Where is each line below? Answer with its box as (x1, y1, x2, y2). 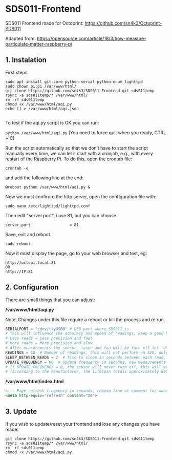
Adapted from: (5, 35, 36, 41)
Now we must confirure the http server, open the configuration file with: (5, 193, 157, 200)
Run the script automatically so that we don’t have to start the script (5, 144, 148, 151)
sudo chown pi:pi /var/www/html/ (5, 83, 77, 89)
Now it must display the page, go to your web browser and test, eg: (5, 250, 147, 256)
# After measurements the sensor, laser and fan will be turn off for (5, 345, 159, 351)
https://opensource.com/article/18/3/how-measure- (36, 35, 146, 41)
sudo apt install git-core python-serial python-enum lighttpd (5, 79, 143, 85)
